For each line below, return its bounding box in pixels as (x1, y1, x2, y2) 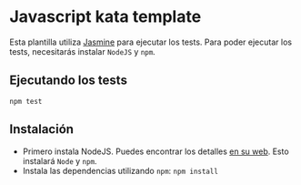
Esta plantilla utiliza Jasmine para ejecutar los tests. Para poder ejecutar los (9, 36, 293, 47)
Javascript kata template (9, 6, 202, 27)
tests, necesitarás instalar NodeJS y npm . (9, 46, 156, 57)
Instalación (9, 121, 75, 138)
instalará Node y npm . (22, 155, 97, 166)
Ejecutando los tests (9, 73, 127, 88)
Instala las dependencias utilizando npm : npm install (22, 165, 218, 176)
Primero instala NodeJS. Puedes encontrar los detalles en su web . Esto (22, 146, 289, 157)
